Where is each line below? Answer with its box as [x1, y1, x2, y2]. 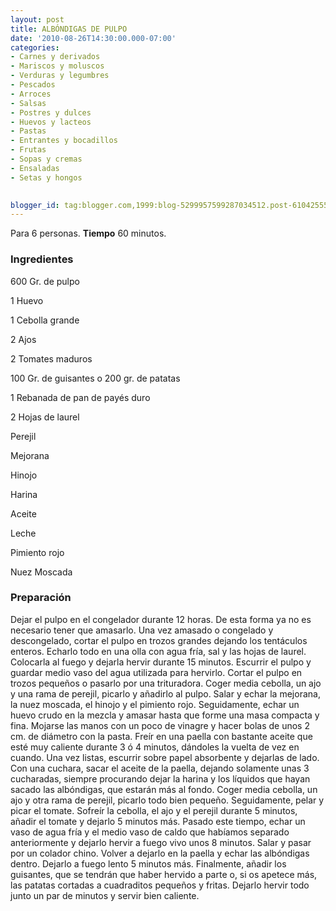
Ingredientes [10, 252, 74, 266]
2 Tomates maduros [10, 352, 93, 365]
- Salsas [10, 98, 47, 108]
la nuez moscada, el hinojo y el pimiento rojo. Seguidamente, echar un [10, 698, 300, 710]
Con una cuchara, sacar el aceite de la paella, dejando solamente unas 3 [10, 762, 310, 774]
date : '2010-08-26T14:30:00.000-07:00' [10, 33, 177, 43]
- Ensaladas [10, 163, 60, 173]
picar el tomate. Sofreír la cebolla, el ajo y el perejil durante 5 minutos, [10, 804, 298, 816]
